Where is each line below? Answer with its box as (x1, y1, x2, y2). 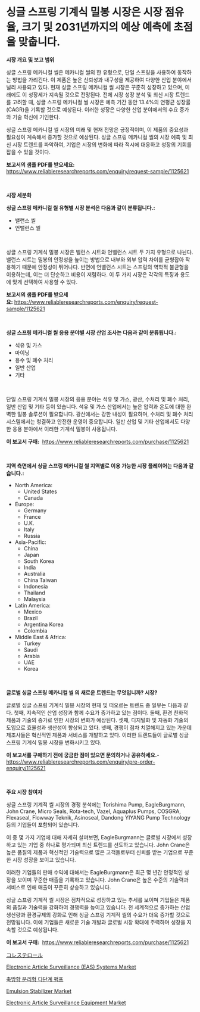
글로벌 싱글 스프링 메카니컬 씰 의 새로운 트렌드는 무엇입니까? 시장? (6, 689, 158, 696)
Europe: (14, 500, 35, 507)
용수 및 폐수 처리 (14, 356, 54, 363)
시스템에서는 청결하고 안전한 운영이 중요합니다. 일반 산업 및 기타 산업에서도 (6, 418, 180, 425)
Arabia (23, 652, 40, 659)
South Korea (23, 558, 55, 565)
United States (23, 488, 58, 495)
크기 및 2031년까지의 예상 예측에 (21, 20, 171, 34)
